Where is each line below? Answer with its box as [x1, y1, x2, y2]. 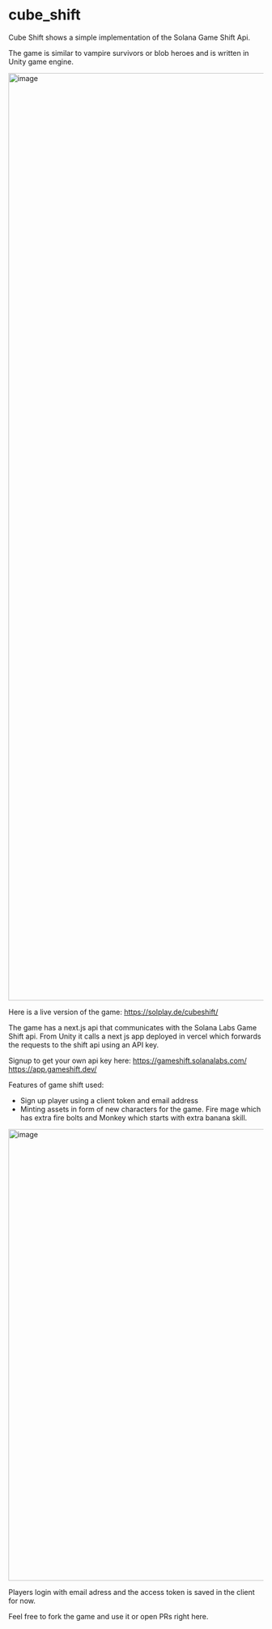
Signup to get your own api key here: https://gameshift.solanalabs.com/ [8, 1055, 247, 1065]
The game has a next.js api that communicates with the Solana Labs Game [8, 1022, 257, 1032]
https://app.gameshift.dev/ [8, 1064, 97, 1074]
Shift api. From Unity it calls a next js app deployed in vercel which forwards [8, 1031, 261, 1041]
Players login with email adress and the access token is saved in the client [8, 1587, 255, 1597]
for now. [8, 1596, 36, 1606]
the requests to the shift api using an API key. [8, 1039, 159, 1050]
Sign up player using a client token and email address [19, 1095, 198, 1105]
